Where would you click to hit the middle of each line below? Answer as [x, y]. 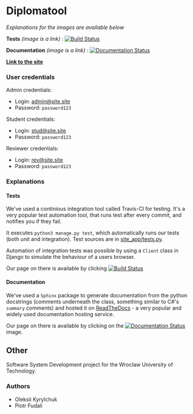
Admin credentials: [29, 90]
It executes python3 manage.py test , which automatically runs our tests [93, 233]
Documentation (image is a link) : [47, 50]
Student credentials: [31, 119]
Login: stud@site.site [40, 131]
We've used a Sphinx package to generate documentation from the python [97, 295]
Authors [18, 386]
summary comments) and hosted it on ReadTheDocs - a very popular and [94, 308]
